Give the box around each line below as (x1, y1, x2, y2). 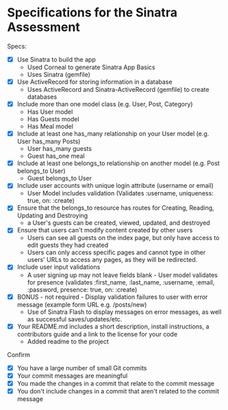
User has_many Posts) (16, 137, 81, 145)
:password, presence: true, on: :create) (27, 285, 138, 293)
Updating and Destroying (16, 211, 88, 220)
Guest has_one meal (27, 152, 85, 160)
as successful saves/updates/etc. (27, 315, 123, 323)
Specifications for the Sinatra (7, 5, 178, 21)
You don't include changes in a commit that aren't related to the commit (16, 387, 219, 395)
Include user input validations (16, 263, 101, 272)
